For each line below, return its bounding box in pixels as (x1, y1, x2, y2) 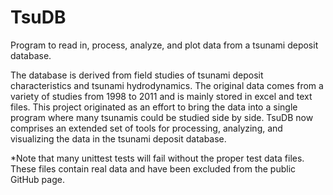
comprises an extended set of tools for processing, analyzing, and (10, 122, 283, 134)
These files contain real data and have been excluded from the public (10, 162, 297, 175)
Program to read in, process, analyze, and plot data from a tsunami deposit (10, 39, 319, 51)
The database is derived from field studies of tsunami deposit (10, 69, 264, 81)
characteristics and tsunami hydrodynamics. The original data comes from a (10, 79, 324, 91)
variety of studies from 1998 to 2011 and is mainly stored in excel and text (10, 90, 313, 102)
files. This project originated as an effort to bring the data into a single (10, 101, 298, 113)
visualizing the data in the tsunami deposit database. (10, 132, 227, 145)
